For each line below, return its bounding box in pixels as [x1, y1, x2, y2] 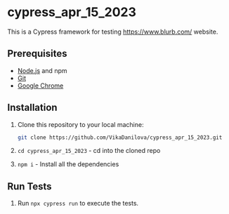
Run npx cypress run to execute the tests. [17, 199, 139, 208]
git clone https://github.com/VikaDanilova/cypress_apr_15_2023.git [17, 134, 223, 141]
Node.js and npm [17, 66, 67, 74]
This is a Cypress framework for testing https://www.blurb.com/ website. [7, 27, 218, 36]
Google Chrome [17, 81, 64, 90]
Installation [7, 102, 58, 114]
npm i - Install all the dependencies [17, 160, 119, 168]
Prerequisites [7, 48, 67, 60]
